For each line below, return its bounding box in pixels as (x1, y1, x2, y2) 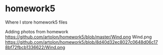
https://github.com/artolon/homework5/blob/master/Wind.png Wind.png (5, 34, 152, 40)
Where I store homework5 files (5, 19, 67, 25)
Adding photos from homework (5, 28, 68, 34)
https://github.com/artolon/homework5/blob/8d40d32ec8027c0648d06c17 (5, 39, 158, 45)
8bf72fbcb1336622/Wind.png (5, 44, 65, 50)
